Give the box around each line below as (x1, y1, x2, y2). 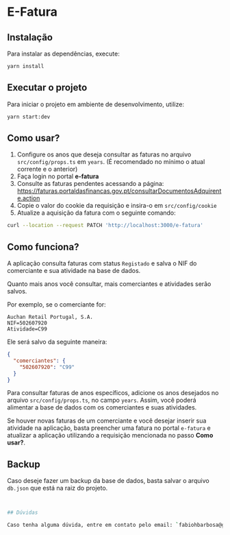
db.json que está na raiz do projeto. (7, 484, 108, 492)
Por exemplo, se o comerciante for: (7, 300, 106, 309)
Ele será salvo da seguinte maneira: (7, 337, 107, 346)
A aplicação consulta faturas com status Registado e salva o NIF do (7, 259, 197, 267)
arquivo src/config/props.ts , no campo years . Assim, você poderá (7, 396, 196, 405)
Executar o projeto (7, 82, 88, 93)
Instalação (7, 32, 53, 43)
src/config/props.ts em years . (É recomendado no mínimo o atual (16, 158, 205, 166)
